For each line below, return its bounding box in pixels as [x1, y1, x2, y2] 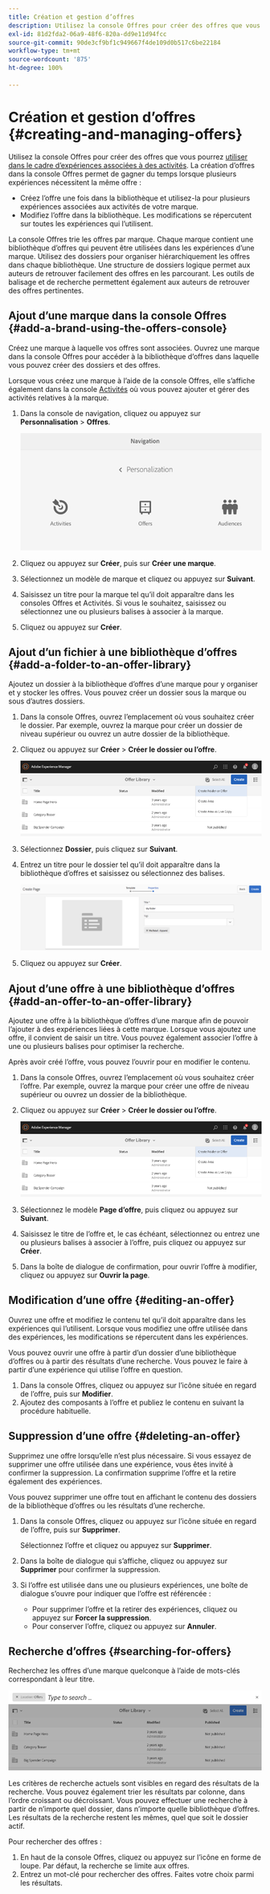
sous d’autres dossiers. [8, 696, 86, 706]
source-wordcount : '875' [8, 56, 92, 64]
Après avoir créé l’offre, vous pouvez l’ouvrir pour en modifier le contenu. [8, 1057, 251, 1067]
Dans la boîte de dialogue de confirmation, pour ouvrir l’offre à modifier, [19, 1261, 257, 1271]
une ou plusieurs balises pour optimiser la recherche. [8, 1041, 185, 1050]
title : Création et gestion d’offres [8, 13, 135, 21]
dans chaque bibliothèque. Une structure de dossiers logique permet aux [8, 260, 251, 270]
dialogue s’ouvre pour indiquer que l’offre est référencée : [19, 1588, 211, 1598]
